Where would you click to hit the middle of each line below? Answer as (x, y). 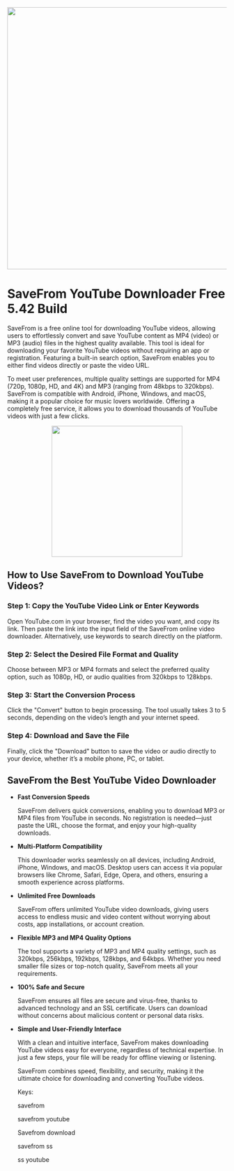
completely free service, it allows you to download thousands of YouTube (112, 408)
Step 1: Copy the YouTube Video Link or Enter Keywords (103, 606)
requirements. (37, 974)
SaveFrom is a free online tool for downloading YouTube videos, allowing (111, 328)
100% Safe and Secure (51, 987)
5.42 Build (38, 309)
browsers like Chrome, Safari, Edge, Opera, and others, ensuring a (112, 875)
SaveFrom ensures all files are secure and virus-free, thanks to (107, 1001)
